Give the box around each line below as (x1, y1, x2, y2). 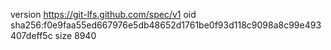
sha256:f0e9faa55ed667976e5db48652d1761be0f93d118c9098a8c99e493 (10, 19, 322, 31)
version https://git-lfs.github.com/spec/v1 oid (10, 9, 197, 20)
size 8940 (54, 30, 97, 41)
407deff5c (10, 30, 53, 41)
